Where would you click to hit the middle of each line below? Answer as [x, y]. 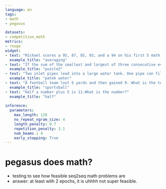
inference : [16, 106]
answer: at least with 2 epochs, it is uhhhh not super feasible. [75, 181]
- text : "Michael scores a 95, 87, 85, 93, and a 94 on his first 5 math [83, 55]
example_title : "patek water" [41, 78]
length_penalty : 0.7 [35, 124]
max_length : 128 [31, 115]
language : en [19, 10]
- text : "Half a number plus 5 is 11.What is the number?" [67, 92]
